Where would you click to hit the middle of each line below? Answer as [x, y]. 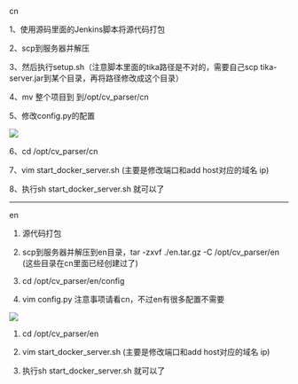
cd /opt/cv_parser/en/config [73, 281]
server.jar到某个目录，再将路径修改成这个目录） [96, 78]
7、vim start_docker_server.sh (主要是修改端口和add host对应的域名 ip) [139, 170]
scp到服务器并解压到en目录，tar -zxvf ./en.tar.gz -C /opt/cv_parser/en [150, 252]
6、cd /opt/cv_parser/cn [54, 151]
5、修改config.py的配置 [52, 116]
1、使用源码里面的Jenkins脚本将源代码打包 [87, 29]
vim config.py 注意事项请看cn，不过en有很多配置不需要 [123, 299]
